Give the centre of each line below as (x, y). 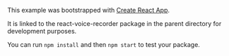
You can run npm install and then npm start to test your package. (104, 44)
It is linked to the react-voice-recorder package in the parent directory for (114, 23)
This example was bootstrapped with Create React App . (89, 10)
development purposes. (42, 31)
